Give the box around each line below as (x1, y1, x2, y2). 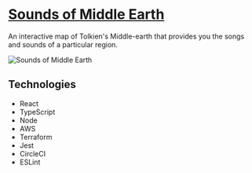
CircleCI (19, 149, 46, 158)
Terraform (19, 132, 53, 142)
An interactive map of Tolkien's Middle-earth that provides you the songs (8, 31, 245, 41)
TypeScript (19, 107, 56, 116)
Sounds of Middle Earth (8, 6, 165, 24)
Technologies (8, 78, 77, 91)
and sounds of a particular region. (8, 39, 118, 49)
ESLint (19, 157, 41, 167)
